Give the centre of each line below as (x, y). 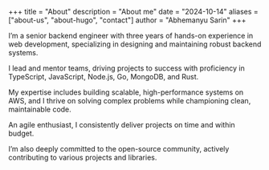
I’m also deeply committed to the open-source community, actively (119, 149)
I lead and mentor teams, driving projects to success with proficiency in (126, 68)
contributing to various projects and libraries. (83, 157)
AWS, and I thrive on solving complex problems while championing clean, (130, 101)
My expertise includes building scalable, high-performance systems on (126, 92)
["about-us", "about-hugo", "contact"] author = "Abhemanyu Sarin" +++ (127, 20)
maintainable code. (40, 109)
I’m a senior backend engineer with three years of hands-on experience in (131, 36)
